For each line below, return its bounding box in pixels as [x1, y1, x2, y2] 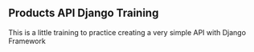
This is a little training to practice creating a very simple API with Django [8, 27, 247, 37]
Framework [8, 36, 46, 46]
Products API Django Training [8, 6, 159, 20]
